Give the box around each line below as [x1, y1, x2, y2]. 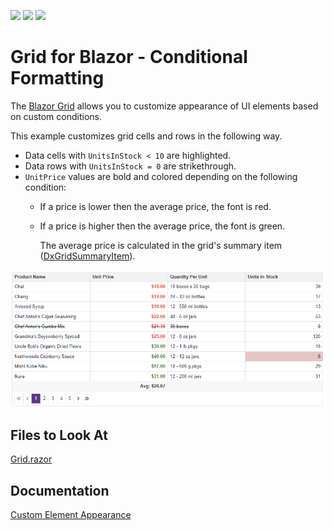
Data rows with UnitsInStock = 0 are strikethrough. [24, 160, 237, 172]
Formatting [10, 67, 105, 90]
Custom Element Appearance [10, 509, 132, 521]
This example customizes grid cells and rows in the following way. [10, 130, 283, 142]
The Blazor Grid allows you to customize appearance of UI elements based [10, 100, 319, 112]
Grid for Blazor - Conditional [10, 46, 248, 69]
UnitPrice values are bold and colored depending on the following [24, 170, 298, 182]
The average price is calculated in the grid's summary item [39, 239, 283, 251]
